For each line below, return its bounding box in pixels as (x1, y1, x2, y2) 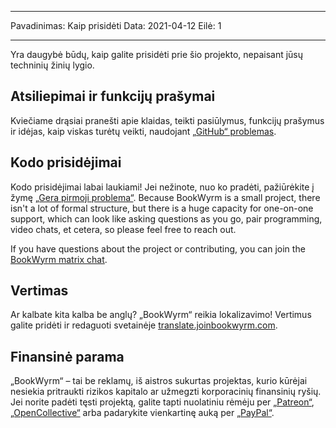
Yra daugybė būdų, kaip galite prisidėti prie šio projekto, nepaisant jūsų (10, 49, 304, 60)
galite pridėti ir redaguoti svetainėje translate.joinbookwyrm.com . (10, 319, 278, 331)
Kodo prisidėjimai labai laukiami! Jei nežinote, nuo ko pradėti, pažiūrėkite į (10, 181, 315, 193)
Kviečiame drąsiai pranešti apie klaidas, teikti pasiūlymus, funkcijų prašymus (10, 114, 325, 126)
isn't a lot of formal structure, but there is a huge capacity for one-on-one (10, 202, 314, 214)
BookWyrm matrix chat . (10, 253, 108, 265)
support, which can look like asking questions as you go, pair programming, (10, 212, 323, 225)
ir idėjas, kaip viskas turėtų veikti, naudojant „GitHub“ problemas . (10, 125, 277, 137)
